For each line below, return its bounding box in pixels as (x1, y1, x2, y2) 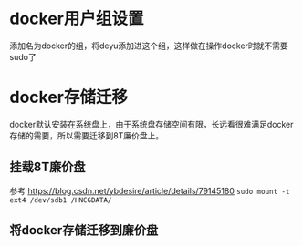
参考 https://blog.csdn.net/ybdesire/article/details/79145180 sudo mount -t (9, 185, 290, 196)
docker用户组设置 (9, 8, 144, 29)
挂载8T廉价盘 (9, 159, 86, 175)
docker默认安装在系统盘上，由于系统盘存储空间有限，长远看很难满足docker (9, 118, 294, 129)
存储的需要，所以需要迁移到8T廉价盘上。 (9, 129, 164, 141)
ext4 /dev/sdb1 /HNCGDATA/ (9, 195, 112, 205)
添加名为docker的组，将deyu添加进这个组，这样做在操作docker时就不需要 (9, 40, 289, 51)
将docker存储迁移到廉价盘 (9, 222, 159, 238)
